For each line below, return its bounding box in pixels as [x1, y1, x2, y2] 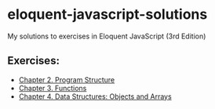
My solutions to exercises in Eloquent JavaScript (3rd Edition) [7, 31, 206, 41]
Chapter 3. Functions [18, 83, 87, 93]
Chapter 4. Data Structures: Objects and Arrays [18, 92, 172, 101]
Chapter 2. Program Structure [18, 74, 115, 84]
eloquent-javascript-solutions [7, 5, 208, 24]
